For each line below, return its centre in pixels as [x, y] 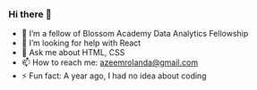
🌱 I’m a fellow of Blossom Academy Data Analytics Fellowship [135, 34]
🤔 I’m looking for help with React [81, 43]
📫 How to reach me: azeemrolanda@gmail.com [110, 62]
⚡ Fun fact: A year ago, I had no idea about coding [114, 76]
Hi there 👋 [30, 14]
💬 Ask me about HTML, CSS [73, 53]
